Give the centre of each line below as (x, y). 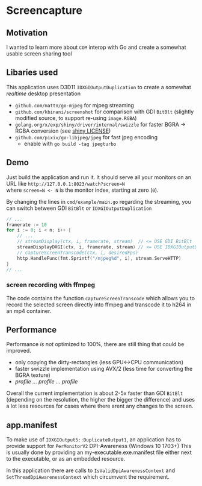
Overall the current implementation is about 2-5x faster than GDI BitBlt (95, 393)
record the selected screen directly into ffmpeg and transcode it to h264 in (99, 305)
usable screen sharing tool (39, 54)
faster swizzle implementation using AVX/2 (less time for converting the (104, 369)
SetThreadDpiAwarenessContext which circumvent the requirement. (88, 477)
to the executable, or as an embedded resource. (66, 459)
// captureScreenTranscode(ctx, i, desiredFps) (78, 253)
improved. (19, 351)
